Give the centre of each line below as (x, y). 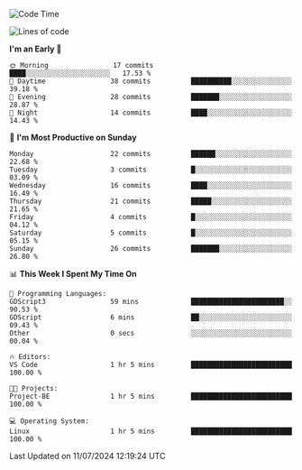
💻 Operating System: (50, 421)
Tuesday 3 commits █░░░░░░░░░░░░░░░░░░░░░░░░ (151, 170)
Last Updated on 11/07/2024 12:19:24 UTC (87, 456)
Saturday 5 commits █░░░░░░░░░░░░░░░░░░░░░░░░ (151, 233)
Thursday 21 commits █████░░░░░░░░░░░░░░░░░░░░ (151, 201)
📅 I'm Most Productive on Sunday (73, 137)
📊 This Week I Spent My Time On (73, 274)
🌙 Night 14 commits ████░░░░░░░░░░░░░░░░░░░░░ (151, 113)
